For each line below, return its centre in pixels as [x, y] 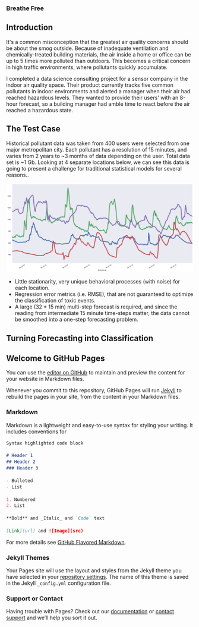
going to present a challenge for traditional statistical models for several [94, 168]
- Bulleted [20, 481]
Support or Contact [35, 598]
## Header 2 [21, 462]
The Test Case [33, 129]
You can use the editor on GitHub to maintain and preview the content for [96, 373]
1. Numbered [21, 500]
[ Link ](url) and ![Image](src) [45, 531]
